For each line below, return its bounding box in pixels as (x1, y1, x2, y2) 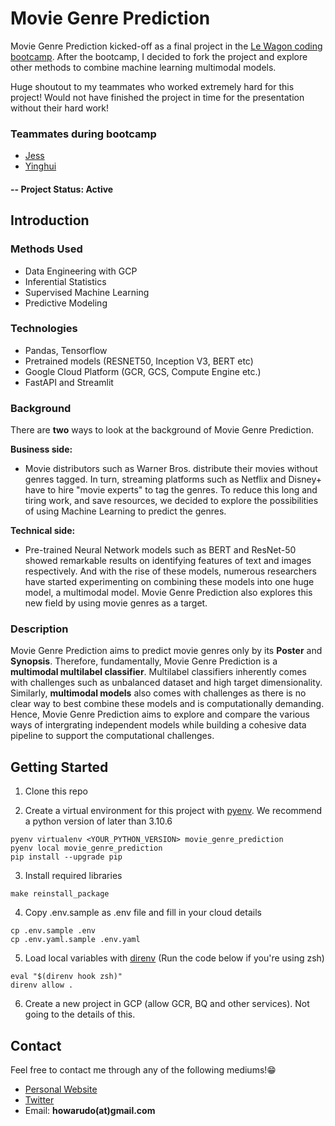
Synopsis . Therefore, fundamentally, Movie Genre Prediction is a (10, 655, 278, 667)
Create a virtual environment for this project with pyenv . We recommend (24, 805, 323, 817)
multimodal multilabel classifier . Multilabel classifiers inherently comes (10, 666, 307, 678)
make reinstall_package (10, 889, 110, 899)
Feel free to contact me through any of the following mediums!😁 (10, 1064, 277, 1076)
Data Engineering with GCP (24, 265, 138, 277)
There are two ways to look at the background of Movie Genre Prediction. (10, 424, 314, 436)
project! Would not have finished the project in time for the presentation (10, 91, 305, 103)
